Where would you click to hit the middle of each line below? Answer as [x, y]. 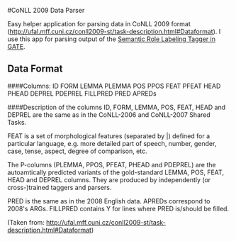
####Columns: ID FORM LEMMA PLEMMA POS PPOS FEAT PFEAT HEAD [114, 86]
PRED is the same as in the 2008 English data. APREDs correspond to [109, 201]
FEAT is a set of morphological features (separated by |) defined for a [109, 136]
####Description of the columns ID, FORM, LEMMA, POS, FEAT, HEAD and [117, 107]
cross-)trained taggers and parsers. [60, 187]
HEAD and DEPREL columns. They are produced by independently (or [109, 179]
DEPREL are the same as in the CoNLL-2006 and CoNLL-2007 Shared [109, 114]
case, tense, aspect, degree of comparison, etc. [77, 151]
